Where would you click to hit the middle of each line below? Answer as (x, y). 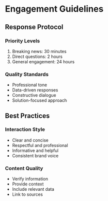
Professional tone (30, 85)
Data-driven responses (35, 90)
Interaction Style (25, 129)
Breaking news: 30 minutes (39, 51)
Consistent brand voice (35, 155)
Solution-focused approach (39, 100)
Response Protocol (34, 27)
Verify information (30, 179)
